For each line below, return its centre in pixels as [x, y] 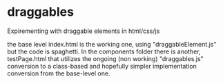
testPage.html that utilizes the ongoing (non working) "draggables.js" [105, 58]
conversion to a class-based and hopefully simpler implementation [102, 66]
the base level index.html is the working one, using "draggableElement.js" [112, 44]
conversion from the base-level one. [59, 73]
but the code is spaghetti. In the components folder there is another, [104, 51]
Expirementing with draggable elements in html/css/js [84, 31]
